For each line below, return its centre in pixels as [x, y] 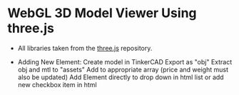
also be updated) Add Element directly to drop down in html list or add [121, 77]
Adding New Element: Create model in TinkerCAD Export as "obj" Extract [125, 61]
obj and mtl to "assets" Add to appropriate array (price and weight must [123, 69]
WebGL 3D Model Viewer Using [102, 13]
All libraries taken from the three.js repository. [85, 48]
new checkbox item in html [57, 84]
